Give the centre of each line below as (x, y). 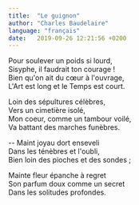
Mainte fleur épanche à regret (57, 175)
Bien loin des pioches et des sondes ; (70, 160)
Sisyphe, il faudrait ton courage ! (62, 70)
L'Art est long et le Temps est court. (67, 86)
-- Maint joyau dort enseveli (54, 143)
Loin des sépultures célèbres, (57, 102)
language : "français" (44, 30)
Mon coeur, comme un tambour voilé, (70, 119)
